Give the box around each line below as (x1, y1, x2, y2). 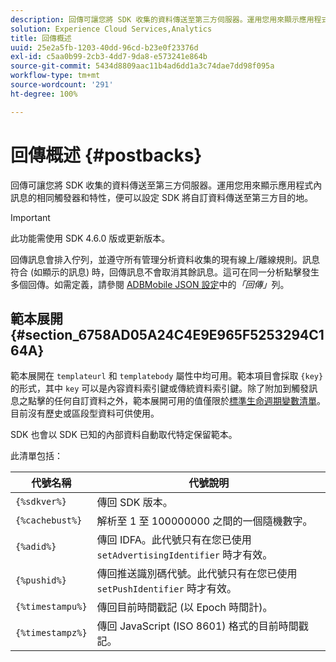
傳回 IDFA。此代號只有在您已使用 (96, 533, 252, 547)
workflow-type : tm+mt (10, 71, 101, 81)
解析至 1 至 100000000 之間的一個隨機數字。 (96, 514, 313, 528)
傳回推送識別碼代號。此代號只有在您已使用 (96, 567, 298, 581)
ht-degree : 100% (10, 89, 78, 99)
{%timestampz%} (15, 627, 88, 639)
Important (10, 211, 51, 223)
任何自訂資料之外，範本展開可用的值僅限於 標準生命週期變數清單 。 (53, 395, 326, 407)
